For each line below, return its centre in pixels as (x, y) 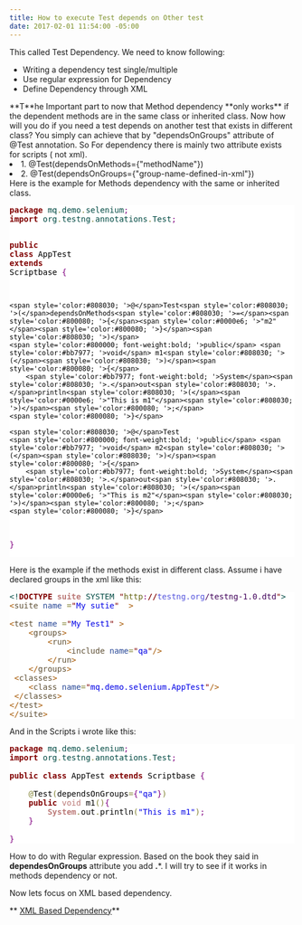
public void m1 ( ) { (69, 802)
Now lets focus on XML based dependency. (91, 892)
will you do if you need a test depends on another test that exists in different (151, 125)
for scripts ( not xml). (48, 154)
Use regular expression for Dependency (97, 79)
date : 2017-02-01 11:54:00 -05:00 (75, 26)
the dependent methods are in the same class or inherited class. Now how (148, 116)
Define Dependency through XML (85, 89)
